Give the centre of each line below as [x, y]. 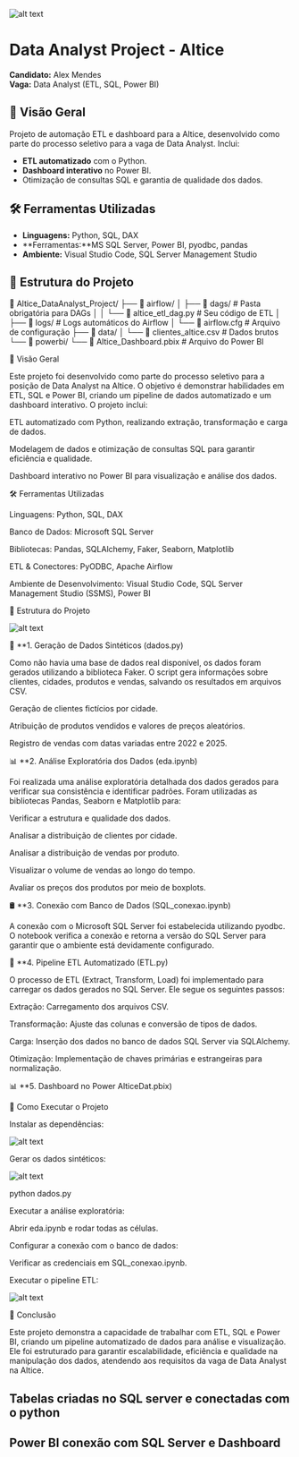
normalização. [36, 1069]
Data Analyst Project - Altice [117, 50]
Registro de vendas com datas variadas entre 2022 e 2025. [118, 744]
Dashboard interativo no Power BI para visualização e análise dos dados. [143, 476]
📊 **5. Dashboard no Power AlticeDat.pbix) [91, 1086]
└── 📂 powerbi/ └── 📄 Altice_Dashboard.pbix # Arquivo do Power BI [137, 342]
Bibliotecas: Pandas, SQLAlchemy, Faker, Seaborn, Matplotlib [122, 550]
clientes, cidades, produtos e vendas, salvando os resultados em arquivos [145, 682]
